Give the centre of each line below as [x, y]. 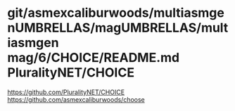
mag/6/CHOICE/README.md [94, 58]
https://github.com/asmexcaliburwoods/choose [76, 99]
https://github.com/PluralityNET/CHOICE [66, 92]
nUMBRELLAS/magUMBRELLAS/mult [118, 28]
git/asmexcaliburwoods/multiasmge [116, 13]
